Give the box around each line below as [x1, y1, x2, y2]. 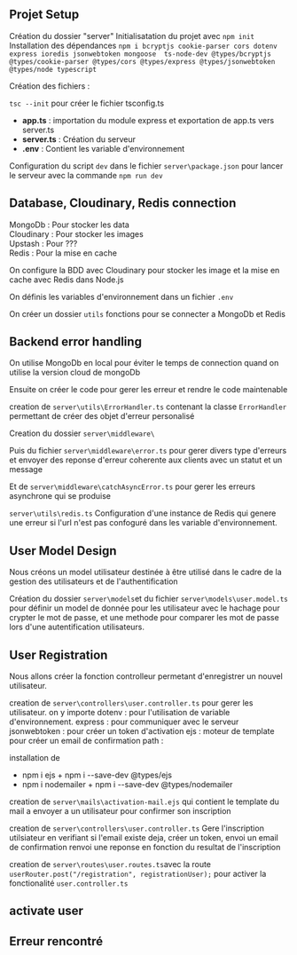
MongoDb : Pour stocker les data [9, 219, 130, 230]
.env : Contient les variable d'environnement [21, 143, 185, 154]
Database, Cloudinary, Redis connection [9, 195, 237, 211]
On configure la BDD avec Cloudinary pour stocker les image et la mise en [9, 264, 280, 275]
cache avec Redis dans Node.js [9, 274, 124, 285]
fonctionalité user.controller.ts [9, 878, 129, 888]
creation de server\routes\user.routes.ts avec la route [9, 859, 211, 870]
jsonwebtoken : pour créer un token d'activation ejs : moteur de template [9, 726, 275, 737]
